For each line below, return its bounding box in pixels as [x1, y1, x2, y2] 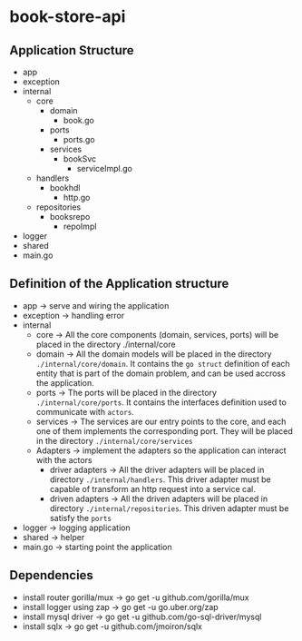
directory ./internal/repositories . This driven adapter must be [49, 502, 289, 514]
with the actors [35, 454, 93, 465]
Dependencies [9, 567, 93, 583]
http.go [63, 192, 91, 202]
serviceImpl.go [76, 163, 133, 173]
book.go [63, 115, 95, 125]
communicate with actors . [35, 406, 134, 417]
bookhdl [49, 182, 81, 192]
